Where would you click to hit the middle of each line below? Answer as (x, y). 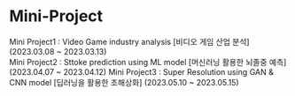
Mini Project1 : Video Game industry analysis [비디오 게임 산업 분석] (129, 41)
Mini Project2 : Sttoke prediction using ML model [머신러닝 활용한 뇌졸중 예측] (148, 62)
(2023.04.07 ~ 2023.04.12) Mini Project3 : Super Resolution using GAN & (142, 71)
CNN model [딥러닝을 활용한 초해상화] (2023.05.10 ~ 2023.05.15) (124, 82)
